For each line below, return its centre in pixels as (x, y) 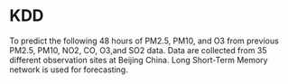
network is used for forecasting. (69, 70)
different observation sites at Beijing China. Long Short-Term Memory (139, 60)
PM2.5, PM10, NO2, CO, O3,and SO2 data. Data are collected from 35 (139, 50)
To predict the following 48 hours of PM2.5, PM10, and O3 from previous (144, 41)
